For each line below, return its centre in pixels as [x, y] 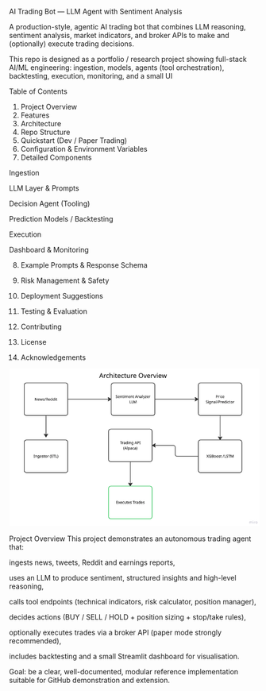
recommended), [35, 641]
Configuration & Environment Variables [84, 149]
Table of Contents [39, 91]
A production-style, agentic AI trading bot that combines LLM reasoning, [127, 27]
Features [35, 115]
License [33, 342]
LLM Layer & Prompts [44, 188]
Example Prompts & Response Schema [84, 265]
